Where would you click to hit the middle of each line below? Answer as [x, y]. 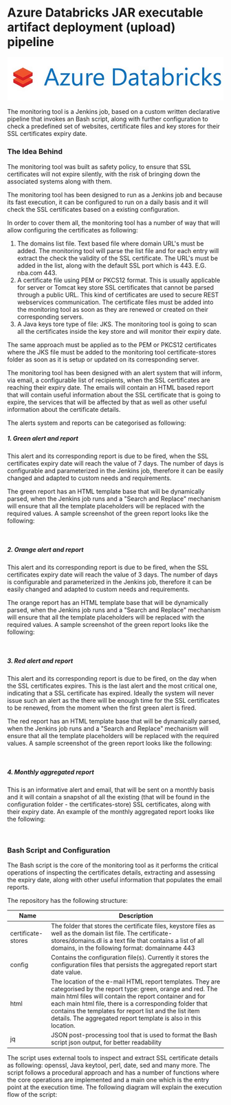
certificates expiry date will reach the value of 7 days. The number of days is [115, 463]
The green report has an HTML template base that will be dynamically [106, 491]
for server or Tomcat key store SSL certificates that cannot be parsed [115, 287]
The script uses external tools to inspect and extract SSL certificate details [113, 1057]
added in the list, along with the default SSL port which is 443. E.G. [112, 265]
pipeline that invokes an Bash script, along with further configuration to [108, 119]
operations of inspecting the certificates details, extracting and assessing [111, 872]
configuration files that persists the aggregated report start [134, 964]
